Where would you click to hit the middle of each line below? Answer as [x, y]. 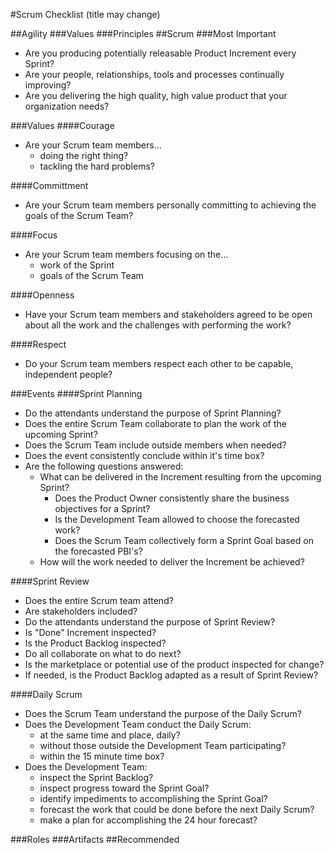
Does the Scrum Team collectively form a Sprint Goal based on [184, 540]
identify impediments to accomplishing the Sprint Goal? [153, 798]
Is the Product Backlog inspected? [95, 643]
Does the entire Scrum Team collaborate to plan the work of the [156, 423]
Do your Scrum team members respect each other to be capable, [159, 363]
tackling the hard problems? [97, 166]
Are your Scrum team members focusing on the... [126, 254]
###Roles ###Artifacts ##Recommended [95, 839]
